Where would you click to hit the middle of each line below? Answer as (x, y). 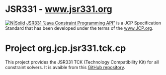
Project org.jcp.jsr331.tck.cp (66, 48)
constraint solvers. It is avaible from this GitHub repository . (65, 67)
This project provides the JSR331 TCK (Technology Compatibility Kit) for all (82, 62)
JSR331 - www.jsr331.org (59, 9)
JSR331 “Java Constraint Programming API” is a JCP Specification (94, 23)
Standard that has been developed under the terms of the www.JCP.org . (79, 28)
